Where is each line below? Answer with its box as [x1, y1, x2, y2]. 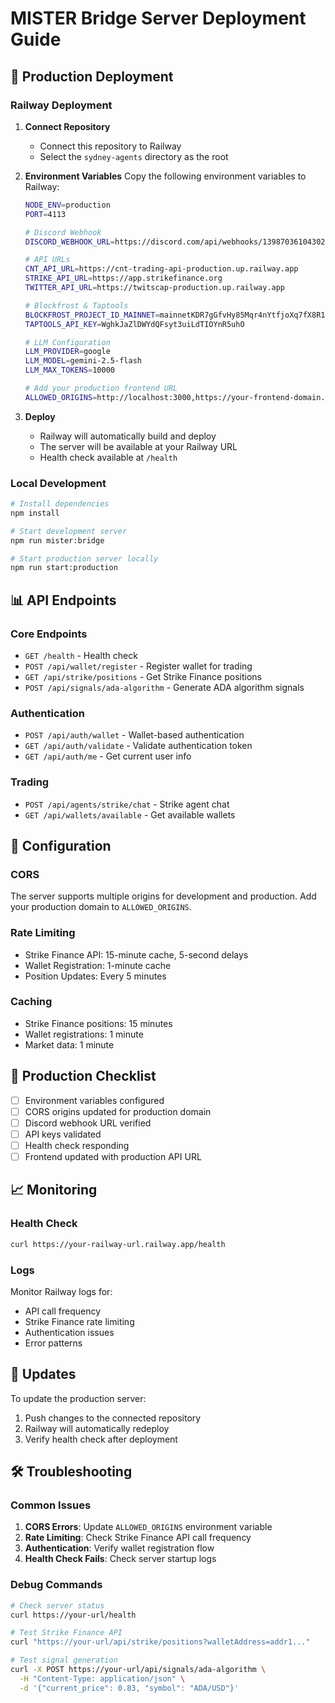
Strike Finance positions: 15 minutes [24, 1017, 173, 1029]
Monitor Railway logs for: [10, 1285, 113, 1297]
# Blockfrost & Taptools [24, 300, 129, 311]
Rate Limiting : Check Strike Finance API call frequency [24, 1532, 252, 1544]
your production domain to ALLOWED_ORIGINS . [10, 901, 192, 913]
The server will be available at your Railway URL [39, 440, 238, 452]
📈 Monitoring [10, 1182, 98, 1199]
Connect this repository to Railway [39, 140, 182, 152]
